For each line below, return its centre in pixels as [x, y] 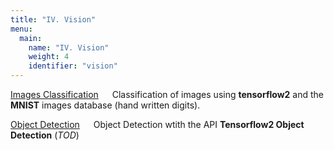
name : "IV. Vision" [69, 47]
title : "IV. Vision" [53, 19]
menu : [21, 29]
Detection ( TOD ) [45, 135]
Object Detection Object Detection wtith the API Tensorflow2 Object [157, 124]
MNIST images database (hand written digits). [105, 105]
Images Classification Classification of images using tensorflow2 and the [167, 94]
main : [31, 38]
